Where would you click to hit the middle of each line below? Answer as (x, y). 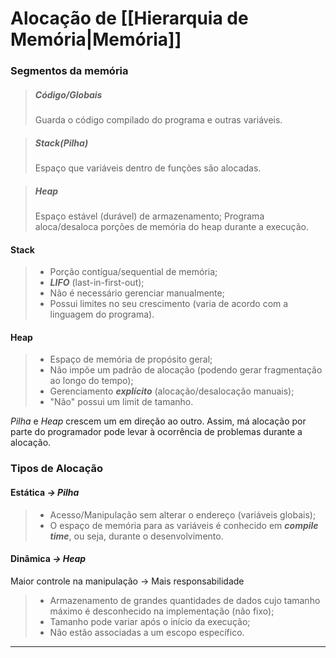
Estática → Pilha (45, 492)
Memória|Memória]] (96, 39)
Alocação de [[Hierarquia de (129, 18)
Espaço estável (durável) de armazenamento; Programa (149, 216)
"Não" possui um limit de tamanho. (121, 402)
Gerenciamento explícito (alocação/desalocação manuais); (172, 391)
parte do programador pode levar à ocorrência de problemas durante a (156, 432)
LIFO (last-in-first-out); (97, 283)
